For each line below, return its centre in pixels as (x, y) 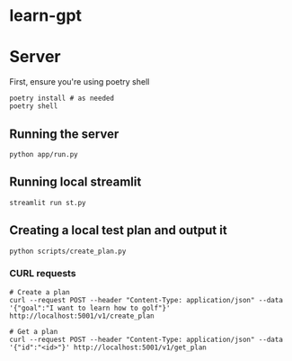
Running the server (64, 134)
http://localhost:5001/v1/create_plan (82, 316)
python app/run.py (44, 154)
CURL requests (43, 274)
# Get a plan (34, 331)
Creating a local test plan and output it (118, 230)
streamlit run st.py (48, 203)
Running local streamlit (75, 182)
